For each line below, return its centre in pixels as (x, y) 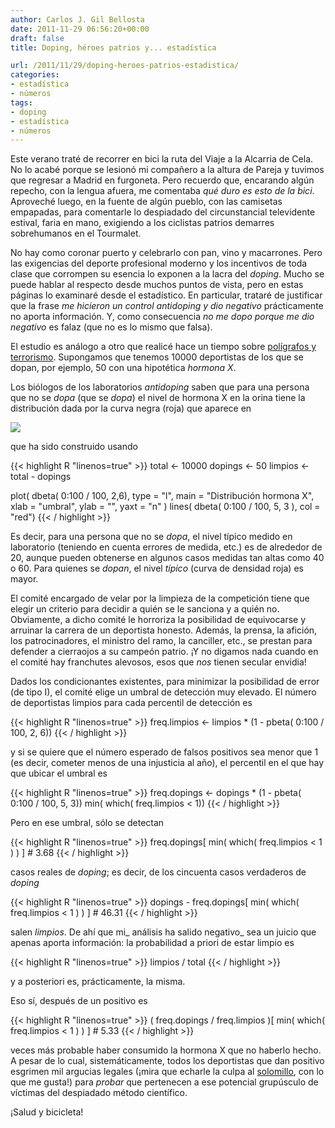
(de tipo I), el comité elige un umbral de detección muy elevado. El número (163, 692)
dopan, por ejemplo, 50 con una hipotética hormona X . (123, 368)
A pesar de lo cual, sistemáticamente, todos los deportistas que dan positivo (167, 1061)
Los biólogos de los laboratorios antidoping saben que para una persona (160, 387)
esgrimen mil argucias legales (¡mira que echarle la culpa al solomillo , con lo (167, 1072)
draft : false (37, 38)
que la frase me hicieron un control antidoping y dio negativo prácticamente (167, 306)
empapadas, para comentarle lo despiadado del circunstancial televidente (163, 212)
